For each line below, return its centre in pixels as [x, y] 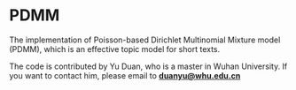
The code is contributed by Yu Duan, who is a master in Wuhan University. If [148, 66]
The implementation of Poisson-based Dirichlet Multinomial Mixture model [145, 40]
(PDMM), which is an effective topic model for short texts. [115, 49]
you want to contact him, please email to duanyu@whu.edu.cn [125, 75]
